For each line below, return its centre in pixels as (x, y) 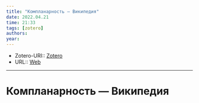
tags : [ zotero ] (25, 28)
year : (13, 39)
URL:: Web (28, 62)
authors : (17, 34)
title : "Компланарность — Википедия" (53, 11)
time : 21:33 (21, 22)
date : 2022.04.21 (28, 17)
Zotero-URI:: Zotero (38, 56)
